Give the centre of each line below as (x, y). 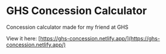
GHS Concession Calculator (77, 11)
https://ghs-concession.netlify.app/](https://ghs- (100, 38)
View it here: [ (23, 38)
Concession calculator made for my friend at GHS (67, 27)
